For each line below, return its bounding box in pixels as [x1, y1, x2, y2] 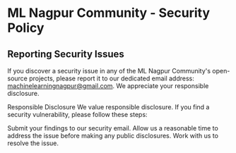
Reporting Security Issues [7, 48, 125, 60]
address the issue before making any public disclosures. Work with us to [7, 132, 219, 140]
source [7, 74, 28, 82]
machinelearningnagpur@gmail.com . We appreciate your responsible [7, 82, 209, 90]
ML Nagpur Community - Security [7, 5, 211, 21]
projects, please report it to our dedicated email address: [29, 74, 194, 82]
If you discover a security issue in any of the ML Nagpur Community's [7, 67, 211, 75]
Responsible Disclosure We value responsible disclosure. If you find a [7, 103, 210, 111]
